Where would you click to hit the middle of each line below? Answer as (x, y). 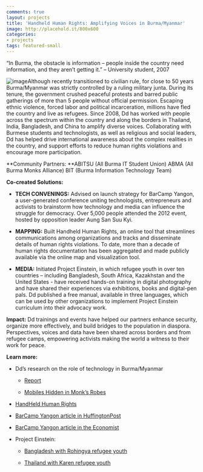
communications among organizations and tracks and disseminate (98, 238)
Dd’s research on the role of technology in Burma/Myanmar (89, 368)
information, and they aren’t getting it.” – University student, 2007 (88, 69)
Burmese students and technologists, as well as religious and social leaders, (101, 133)
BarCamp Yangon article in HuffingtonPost (68, 416)
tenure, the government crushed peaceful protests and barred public (92, 94)
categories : (21, 35)
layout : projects (28, 18)
